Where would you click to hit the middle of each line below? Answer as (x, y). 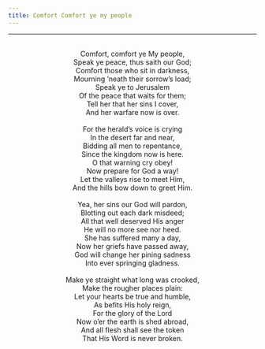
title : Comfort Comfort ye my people (70, 15)
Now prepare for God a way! (132, 171)
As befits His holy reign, (132, 305)
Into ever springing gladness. (132, 263)
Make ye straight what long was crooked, (132, 280)
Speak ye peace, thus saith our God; (132, 62)
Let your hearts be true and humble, (132, 296)
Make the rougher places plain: (132, 288)
